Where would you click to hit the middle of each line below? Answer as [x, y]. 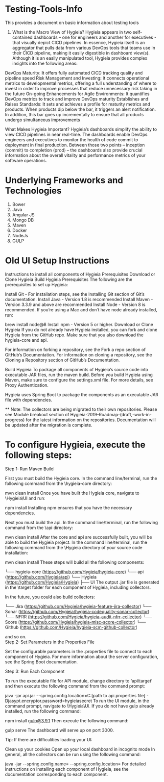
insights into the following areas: [45, 63]
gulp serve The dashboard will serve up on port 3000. [59, 730]
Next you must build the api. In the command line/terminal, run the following [82, 522]
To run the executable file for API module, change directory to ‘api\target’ [79, 681]
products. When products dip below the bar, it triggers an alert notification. [81, 109]
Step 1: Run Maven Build [29, 469]
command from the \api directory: [39, 528]
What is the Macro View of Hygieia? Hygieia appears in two [72, 32]
